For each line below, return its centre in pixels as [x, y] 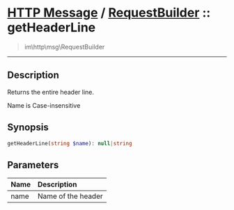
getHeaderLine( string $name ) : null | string [70, 143]
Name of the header [70, 196]
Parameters [33, 165]
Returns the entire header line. [51, 92]
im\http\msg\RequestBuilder [64, 47]
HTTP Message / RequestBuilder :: [109, 13]
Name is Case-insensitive [44, 105]
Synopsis [28, 128]
